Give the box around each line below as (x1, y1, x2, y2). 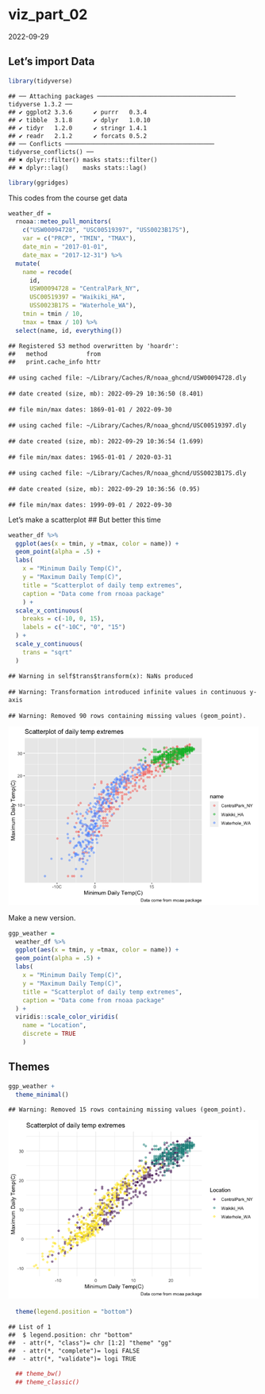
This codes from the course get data (8, 193, 128, 203)
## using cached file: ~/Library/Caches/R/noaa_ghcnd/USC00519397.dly (8, 421, 247, 430)
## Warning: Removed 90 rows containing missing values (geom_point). (8, 712, 247, 720)
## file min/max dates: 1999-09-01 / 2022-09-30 (8, 500, 172, 509)
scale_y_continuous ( (15, 640, 83, 648)
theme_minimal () (15, 1091, 69, 1099)
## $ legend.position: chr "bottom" (8, 1331, 133, 1339)
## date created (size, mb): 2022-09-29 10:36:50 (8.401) (8, 389, 204, 398)
